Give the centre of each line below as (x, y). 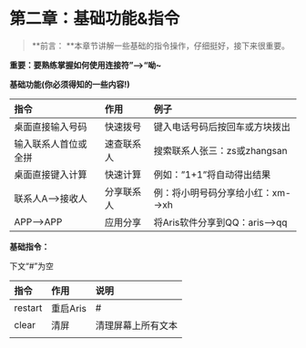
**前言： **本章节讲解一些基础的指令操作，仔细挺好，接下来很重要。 (160, 46)
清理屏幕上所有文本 (136, 325)
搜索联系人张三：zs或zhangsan (220, 150)
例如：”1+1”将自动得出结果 (212, 174)
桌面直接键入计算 (51, 174)
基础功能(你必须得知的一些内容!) (70, 84)
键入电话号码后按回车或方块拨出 (222, 127)
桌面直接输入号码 (51, 127)
